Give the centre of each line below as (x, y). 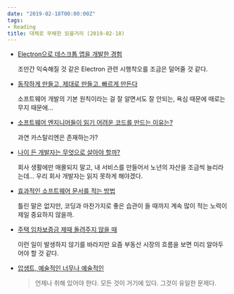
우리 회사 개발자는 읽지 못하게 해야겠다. (90, 176)
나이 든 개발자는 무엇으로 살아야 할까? (69, 152)
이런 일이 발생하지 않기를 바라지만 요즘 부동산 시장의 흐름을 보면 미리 (111, 245)
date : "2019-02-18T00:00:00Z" (52, 14)
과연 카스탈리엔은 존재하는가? (58, 138)
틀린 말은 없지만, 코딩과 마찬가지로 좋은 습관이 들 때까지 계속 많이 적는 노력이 (122, 206)
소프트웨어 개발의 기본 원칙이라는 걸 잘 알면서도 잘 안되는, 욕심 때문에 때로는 (122, 99)
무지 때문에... (35, 108)
